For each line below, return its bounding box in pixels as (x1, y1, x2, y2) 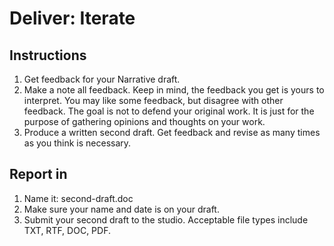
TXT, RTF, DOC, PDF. (23, 224, 111, 236)
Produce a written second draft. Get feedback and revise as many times (23, 127, 321, 138)
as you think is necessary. (23, 137, 132, 149)
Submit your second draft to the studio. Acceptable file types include (23, 213, 309, 226)
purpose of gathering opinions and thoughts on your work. (23, 116, 266, 127)
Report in (9, 166, 68, 183)
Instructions (9, 47, 87, 64)
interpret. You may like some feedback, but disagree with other (23, 95, 284, 106)
